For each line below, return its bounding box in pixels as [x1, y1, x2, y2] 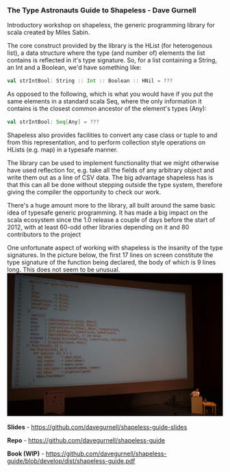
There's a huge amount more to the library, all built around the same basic [7, 201, 216, 210]
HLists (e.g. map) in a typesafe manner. [7, 146, 118, 154]
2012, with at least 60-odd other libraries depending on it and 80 [7, 223, 190, 232]
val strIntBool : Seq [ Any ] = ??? [7, 119, 99, 125]
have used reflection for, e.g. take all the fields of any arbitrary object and [7, 166, 214, 175]
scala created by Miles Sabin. [7, 28, 90, 36]
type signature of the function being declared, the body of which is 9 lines [7, 258, 216, 266]
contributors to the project [7, 230, 81, 238]
